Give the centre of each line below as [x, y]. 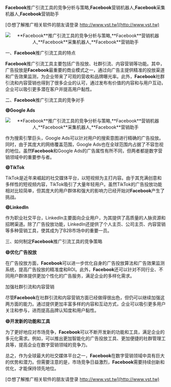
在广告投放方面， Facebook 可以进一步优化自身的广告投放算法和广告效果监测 [85, 263]
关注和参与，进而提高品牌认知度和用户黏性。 [52, 310]
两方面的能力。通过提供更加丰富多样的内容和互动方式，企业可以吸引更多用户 [85, 304]
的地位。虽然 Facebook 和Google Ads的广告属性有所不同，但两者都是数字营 [84, 151]
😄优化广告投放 [21, 252]
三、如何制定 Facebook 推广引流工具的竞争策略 [54, 241]
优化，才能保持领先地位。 [32, 368]
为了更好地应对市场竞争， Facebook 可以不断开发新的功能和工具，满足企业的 [85, 332]
